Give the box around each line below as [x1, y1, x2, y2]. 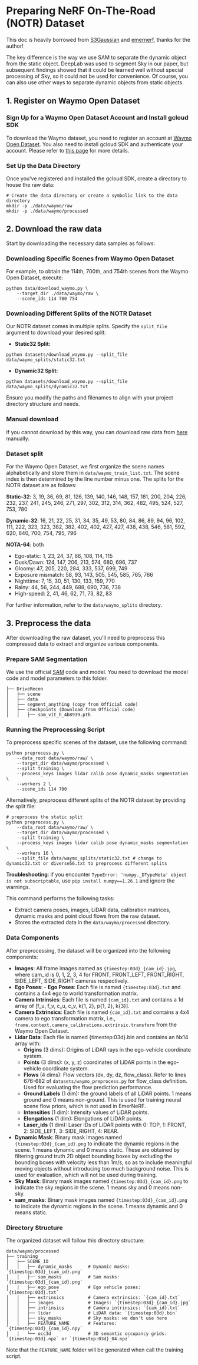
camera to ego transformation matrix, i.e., [14, 1014, 116, 1022]
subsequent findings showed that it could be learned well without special [6, 66, 184, 73]
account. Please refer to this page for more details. [6, 147, 130, 154]
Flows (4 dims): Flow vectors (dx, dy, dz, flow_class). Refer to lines [23, 1071, 187, 1078]
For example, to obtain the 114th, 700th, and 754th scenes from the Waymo [6, 268, 189, 275]
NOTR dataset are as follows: [6, 481, 77, 488]
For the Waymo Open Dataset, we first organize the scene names [6, 462, 164, 470]
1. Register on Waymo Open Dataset [6, 96, 140, 106]
